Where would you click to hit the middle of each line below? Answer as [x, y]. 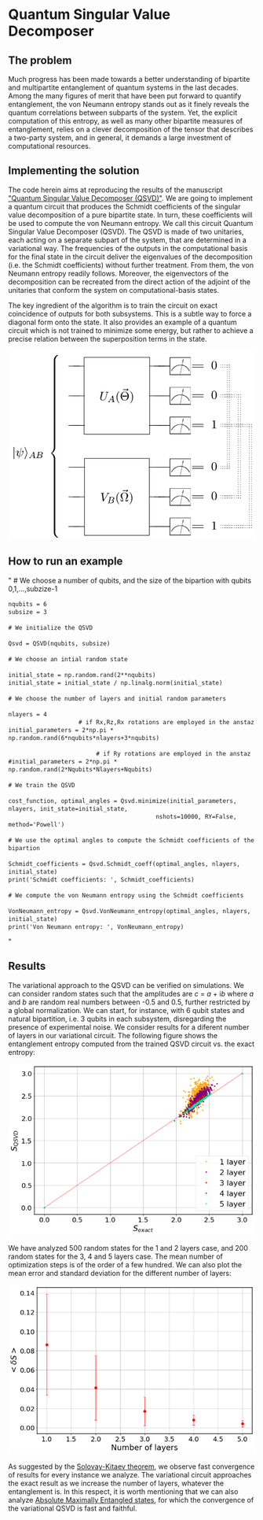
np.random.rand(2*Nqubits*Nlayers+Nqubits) [80, 769]
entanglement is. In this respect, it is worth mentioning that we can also [123, 1492]
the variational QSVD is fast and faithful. [73, 1508]
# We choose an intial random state [68, 659]
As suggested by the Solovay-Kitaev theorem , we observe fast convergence [131, 1466]
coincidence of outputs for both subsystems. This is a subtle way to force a [130, 313]
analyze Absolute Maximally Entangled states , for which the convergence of [131, 1500]
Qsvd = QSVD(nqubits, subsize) [59, 643]
